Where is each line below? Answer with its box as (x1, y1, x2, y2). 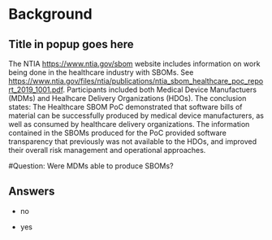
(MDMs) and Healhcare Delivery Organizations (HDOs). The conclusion (8, 94, 247, 103)
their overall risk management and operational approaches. (8, 146, 206, 155)
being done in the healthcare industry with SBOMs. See (8, 68, 194, 77)
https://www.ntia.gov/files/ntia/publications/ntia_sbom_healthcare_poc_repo (8, 76, 264, 85)
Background (8, 5, 93, 24)
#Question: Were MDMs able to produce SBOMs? (8, 161, 174, 171)
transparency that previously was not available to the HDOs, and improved (8, 137, 257, 146)
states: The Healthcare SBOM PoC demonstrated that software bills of (8, 103, 243, 111)
